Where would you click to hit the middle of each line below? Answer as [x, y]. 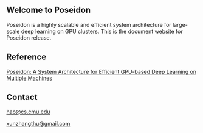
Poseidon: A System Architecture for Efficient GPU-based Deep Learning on [101, 71]
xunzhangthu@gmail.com [38, 124]
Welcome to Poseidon [49, 10]
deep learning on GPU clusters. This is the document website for [102, 31]
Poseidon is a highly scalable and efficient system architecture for [89, 24]
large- [180, 24]
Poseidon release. [29, 38]
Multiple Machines [29, 78]
